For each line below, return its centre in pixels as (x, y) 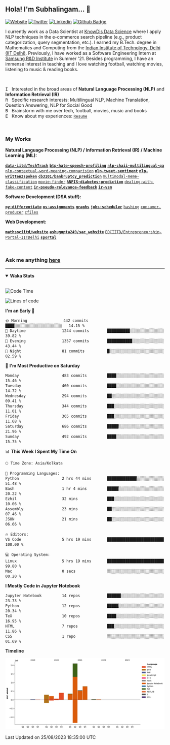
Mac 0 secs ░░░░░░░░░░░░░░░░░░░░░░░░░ (85, 571)
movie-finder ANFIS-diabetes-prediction (81, 182)
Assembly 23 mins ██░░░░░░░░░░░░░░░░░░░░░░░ (85, 509)
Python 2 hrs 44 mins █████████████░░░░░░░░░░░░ (85, 479)
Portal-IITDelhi (22, 238)
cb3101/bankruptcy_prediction (70, 177)
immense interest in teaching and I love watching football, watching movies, (84, 64)
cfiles (32, 212)
